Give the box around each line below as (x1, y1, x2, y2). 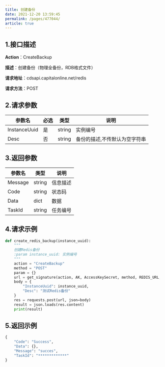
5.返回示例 (5, 321, 37, 330)
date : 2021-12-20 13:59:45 (5, 12, 60, 17)
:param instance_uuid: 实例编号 (14, 252, 77, 257)
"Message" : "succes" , (14, 348, 58, 353)
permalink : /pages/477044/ (5, 16, 60, 21)
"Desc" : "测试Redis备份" (23, 288, 71, 293)
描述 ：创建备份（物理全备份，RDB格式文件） (5, 65, 96, 71)
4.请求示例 (5, 225, 38, 234)
